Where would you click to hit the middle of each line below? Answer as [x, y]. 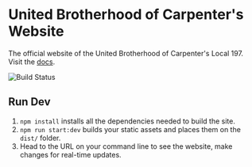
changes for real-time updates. [70, 154]
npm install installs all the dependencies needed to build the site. [128, 121]
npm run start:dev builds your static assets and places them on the [130, 129]
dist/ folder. [40, 138]
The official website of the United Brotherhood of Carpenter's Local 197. [126, 53]
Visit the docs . [32, 62]
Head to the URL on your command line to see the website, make [126, 146]
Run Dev [29, 102]
